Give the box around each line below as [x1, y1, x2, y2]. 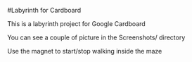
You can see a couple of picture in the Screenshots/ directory [7, 33, 186, 42]
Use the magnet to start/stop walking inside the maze [7, 47, 162, 55]
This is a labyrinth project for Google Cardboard [7, 20, 146, 27]
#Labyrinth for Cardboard [7, 6, 82, 14]
